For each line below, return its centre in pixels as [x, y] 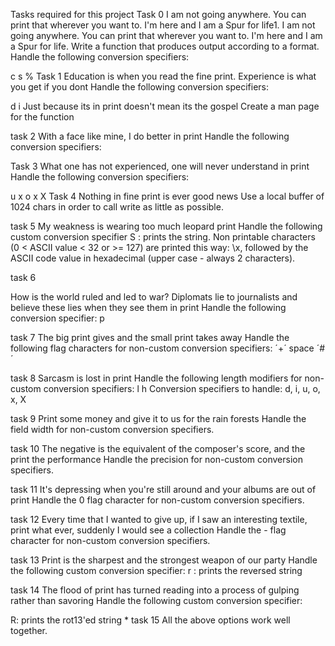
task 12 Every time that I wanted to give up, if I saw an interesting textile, [159, 519]
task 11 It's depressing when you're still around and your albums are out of [163, 489]
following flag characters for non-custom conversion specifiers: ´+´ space [162, 348]
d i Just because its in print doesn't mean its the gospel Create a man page [165, 106]
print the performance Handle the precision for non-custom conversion [156, 459]
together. [29, 630]
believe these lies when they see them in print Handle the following [148, 307]
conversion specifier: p [57, 318]
